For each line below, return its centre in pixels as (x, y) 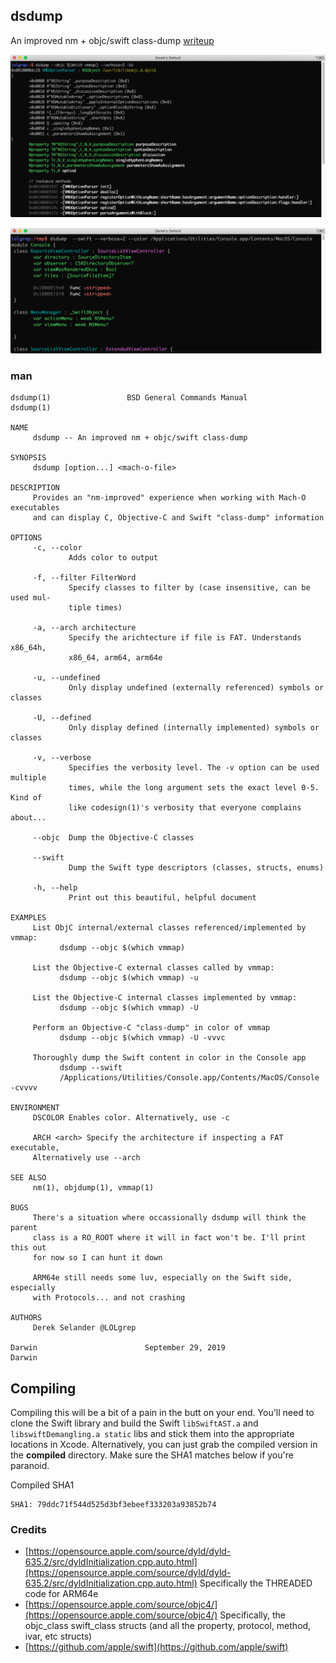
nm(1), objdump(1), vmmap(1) (93, 1188)
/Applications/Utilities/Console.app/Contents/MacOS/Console (189, 1078)
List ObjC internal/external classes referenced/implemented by (169, 928)
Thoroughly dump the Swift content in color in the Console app (169, 1058)
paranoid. (30, 1466)
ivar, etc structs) (58, 1636)
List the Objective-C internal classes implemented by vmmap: (165, 998)
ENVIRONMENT (35, 1108)
